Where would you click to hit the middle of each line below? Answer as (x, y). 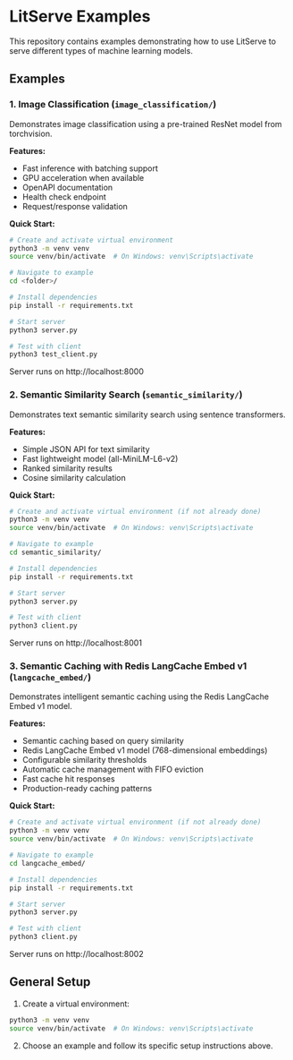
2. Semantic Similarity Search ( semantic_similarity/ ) (126, 395)
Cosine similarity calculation (74, 477)
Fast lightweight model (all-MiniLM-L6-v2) (100, 458)
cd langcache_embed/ (48, 863)
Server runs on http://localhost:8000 (77, 372)
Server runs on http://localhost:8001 (76, 643)
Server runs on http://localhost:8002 (77, 954)
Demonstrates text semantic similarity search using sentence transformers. (147, 415)
